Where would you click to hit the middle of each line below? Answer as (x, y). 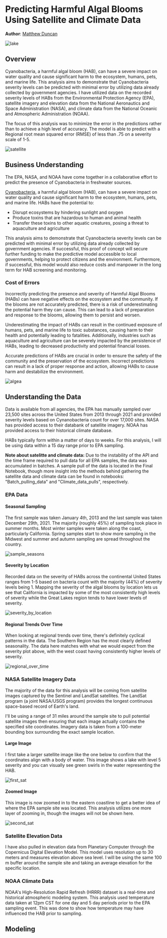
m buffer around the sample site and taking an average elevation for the (79, 863)
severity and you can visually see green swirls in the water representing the (83, 765)
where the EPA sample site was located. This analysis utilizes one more (78, 808)
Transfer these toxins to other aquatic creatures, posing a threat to (81, 223)
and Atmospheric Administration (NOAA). (47, 114)
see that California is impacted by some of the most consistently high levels (83, 592)
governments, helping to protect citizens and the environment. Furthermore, (83, 259)
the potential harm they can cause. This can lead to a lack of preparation (80, 309)
